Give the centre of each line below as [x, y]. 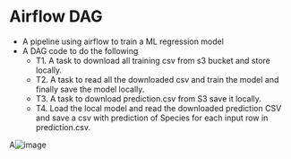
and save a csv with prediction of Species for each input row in [152, 118]
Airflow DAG [56, 17]
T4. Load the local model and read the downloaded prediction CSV [158, 108]
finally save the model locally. [90, 89]
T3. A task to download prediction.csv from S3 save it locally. [149, 98]
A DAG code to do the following [80, 50]
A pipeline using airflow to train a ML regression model [123, 41]
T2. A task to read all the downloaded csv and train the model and [157, 79]
